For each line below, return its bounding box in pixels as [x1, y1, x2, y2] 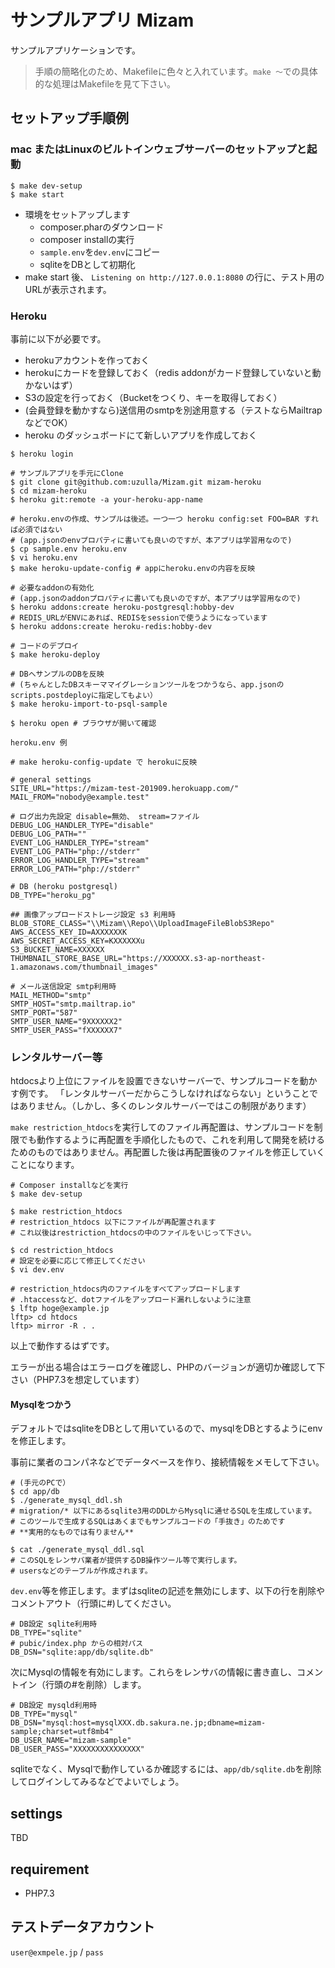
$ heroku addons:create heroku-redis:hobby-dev [10, 621, 213, 631]
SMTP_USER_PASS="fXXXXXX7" [10, 1025, 123, 1035]
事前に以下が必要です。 [10, 332, 107, 345]
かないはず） [24, 379, 78, 391]
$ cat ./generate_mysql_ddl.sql [10, 1545, 145, 1555]
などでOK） [24, 416, 73, 428]
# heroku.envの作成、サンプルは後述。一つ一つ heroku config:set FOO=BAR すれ [10, 514, 319, 524]
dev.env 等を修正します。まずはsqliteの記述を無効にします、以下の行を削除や [10, 1585, 325, 1597]
